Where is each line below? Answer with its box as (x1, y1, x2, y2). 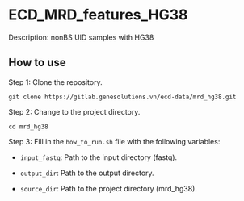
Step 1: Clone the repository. (8, 77, 103, 86)
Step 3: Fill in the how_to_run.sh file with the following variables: (8, 136, 221, 146)
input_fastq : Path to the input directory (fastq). (19, 152, 178, 162)
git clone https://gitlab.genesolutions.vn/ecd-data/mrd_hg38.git (8, 93, 237, 101)
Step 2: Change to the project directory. (8, 107, 141, 116)
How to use (8, 56, 66, 69)
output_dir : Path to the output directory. (19, 168, 155, 178)
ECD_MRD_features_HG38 (8, 6, 188, 24)
